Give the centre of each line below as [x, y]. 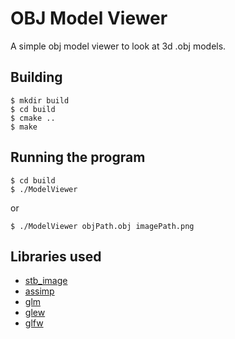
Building [36, 77]
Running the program [78, 157]
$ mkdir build [40, 100]
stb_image [46, 281]
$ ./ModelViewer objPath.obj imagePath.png [102, 226]
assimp [39, 291]
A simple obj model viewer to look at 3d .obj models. [118, 46]
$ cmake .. [33, 118]
